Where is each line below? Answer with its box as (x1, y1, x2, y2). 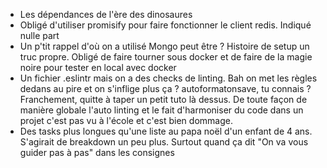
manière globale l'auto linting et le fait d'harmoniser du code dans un (19, 104, 304, 116)
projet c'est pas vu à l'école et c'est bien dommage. (19, 115, 233, 126)
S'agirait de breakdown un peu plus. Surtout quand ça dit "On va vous (19, 136, 309, 148)
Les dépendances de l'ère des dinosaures (19, 9, 193, 20)
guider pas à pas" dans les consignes (19, 147, 175, 158)
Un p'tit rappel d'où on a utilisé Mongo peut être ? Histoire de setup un (19, 40, 310, 52)
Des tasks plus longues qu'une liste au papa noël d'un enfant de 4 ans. (19, 125, 313, 137)
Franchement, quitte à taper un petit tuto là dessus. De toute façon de (19, 94, 308, 105)
